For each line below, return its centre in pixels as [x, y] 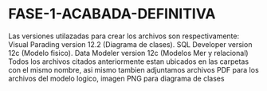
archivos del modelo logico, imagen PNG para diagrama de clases [116, 78]
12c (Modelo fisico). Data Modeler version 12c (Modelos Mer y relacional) [128, 53]
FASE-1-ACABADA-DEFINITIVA [112, 14]
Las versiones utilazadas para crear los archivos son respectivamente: [124, 36]
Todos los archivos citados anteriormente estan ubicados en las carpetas [129, 61]
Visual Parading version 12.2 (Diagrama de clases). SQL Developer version [130, 44]
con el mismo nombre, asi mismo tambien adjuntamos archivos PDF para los [133, 69]
